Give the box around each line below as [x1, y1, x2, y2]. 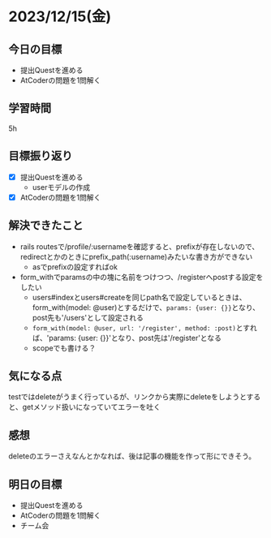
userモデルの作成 [32, 182, 91, 192]
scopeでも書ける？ [32, 342, 97, 353]
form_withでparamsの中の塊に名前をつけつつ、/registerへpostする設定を [19, 272, 264, 282]
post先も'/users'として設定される [32, 312, 144, 322]
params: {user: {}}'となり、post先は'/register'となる [48, 333, 222, 342]
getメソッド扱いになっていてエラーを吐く [22, 402, 161, 412]
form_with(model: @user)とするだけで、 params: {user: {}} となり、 [32, 302, 260, 312]
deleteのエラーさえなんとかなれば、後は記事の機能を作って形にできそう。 [8, 451, 256, 461]
